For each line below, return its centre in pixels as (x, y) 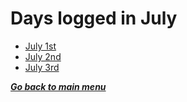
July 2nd (43, 56)
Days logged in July (94, 18)
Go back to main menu (58, 86)
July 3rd (42, 67)
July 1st (40, 46)
